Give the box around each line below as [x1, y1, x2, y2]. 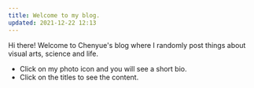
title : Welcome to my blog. [8, 11, 101, 20]
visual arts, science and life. [8, 49, 98, 58]
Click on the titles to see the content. [19, 72, 139, 82]
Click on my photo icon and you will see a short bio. [19, 64, 187, 73]
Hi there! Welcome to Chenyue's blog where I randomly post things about [8, 40, 246, 49]
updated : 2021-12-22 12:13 [8, 19, 97, 27]
